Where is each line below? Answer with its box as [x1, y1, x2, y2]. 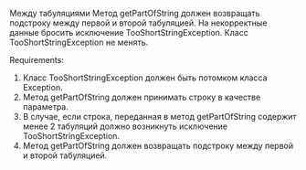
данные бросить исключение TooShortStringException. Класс [9, 27, 248, 37]
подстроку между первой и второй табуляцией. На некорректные [9, 17, 268, 28]
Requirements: [9, 55, 64, 65]
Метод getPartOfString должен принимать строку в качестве [22, 91, 261, 102]
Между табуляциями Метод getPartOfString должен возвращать [9, 8, 260, 18]
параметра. [22, 101, 69, 112]
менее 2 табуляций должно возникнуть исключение [22, 121, 228, 132]
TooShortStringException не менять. [9, 37, 149, 48]
